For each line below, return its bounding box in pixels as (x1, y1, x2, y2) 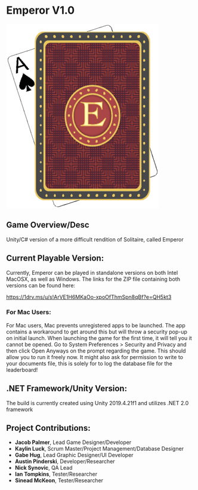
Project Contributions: (6, 423, 91, 433)
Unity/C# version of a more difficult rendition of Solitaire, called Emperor (6, 235, 184, 243)
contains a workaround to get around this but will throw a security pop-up (6, 328, 188, 335)
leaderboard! (6, 366, 38, 373)
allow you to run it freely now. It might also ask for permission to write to (6, 353, 184, 360)
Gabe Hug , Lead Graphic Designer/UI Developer (14, 452, 134, 459)
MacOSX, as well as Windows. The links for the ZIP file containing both (6, 275, 181, 283)
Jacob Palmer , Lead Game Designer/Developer (14, 439, 132, 446)
